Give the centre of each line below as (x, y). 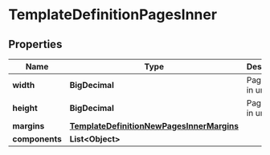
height (25, 108)
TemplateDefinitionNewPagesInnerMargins (154, 126)
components (37, 139)
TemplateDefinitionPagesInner (113, 15)
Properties (35, 44)
